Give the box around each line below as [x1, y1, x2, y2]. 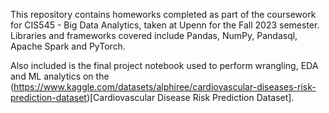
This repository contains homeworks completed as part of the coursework [10, 9, 317, 20]
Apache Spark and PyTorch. [10, 40, 126, 52]
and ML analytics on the [10, 70, 110, 82]
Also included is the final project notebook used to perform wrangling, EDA [10, 60, 319, 71]
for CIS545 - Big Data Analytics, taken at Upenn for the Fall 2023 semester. [10, 19, 320, 31]
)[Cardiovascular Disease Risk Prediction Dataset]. [86, 92, 295, 103]
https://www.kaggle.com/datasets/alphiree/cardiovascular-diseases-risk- [13, 81, 317, 93]
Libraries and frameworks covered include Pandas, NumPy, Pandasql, [10, 30, 298, 41]
